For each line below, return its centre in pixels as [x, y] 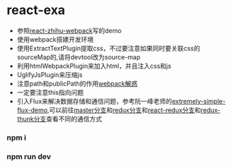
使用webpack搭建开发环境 [55, 39]
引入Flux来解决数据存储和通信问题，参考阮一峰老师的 [95, 101]
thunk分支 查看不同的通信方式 [59, 119]
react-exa [36, 10]
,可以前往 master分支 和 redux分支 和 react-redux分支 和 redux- [134, 110]
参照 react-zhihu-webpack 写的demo [69, 30]
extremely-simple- [199, 101]
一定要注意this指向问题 [50, 92]
